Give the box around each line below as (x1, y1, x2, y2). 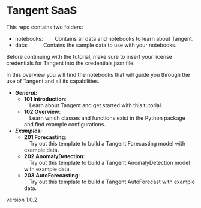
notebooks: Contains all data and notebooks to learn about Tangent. (14, 35, 194, 42)
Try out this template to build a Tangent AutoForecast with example (29, 178, 195, 185)
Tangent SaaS (6, 4, 77, 17)
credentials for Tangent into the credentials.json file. (6, 59, 135, 67)
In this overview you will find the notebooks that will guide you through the (6, 71, 190, 78)
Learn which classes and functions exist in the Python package (29, 114, 186, 122)
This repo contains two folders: (6, 23, 83, 31)
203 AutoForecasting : (23, 171, 80, 179)
